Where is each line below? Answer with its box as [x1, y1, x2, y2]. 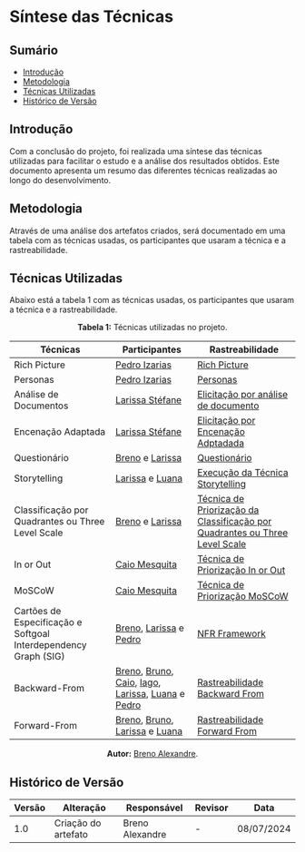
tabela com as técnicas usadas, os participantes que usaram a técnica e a [9, 234, 286, 246]
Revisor [194, 801, 229, 814]
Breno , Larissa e [114, 622, 184, 634]
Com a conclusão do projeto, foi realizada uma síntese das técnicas [9, 145, 263, 156]
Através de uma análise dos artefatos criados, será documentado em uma [9, 225, 286, 236]
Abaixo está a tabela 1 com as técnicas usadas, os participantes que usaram [9, 295, 295, 306]
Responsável [125, 801, 183, 814]
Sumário [9, 43, 59, 58]
